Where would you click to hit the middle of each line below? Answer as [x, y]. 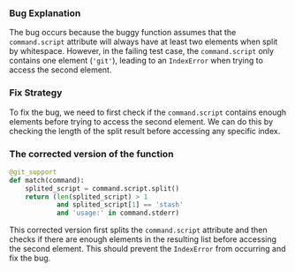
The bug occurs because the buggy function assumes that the [123, 33]
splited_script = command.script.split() [102, 188]
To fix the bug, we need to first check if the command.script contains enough [148, 112]
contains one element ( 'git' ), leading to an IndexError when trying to [136, 61]
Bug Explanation [45, 13]
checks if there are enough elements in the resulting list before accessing [143, 239]
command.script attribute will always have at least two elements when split [144, 42]
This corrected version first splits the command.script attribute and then [138, 230]
